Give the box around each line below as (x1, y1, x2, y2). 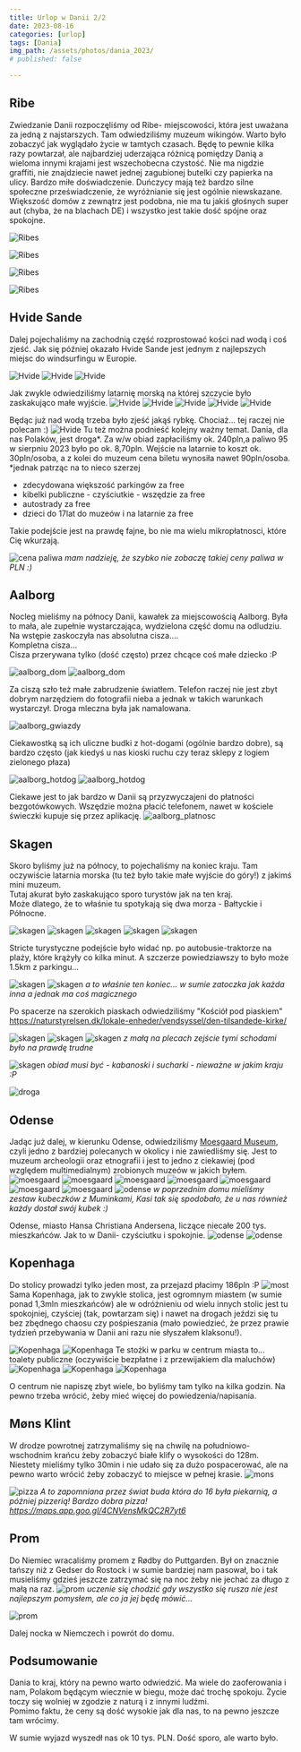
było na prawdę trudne (9, 1043, 94, 1053)
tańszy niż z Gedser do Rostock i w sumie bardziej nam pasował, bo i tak (9, 1564, 279, 1575)
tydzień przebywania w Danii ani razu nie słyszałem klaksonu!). (9, 1327, 243, 1337)
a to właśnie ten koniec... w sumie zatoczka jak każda (84, 979, 285, 990)
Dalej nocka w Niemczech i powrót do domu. (9, 1627, 175, 1638)
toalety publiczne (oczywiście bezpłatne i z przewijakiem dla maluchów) (9, 1353, 276, 1364)
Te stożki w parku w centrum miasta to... (115, 1344, 266, 1355)
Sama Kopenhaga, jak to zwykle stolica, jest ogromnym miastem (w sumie (9, 1289, 282, 1300)
